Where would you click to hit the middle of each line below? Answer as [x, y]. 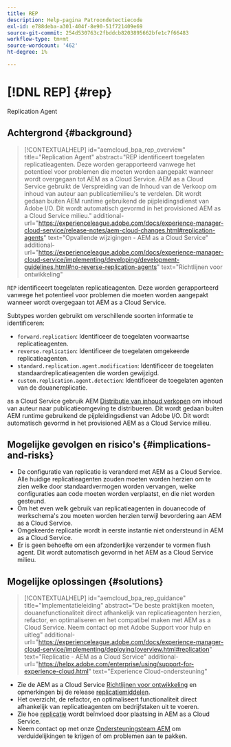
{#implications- [177, 445]
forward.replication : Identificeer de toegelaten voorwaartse [103, 336]
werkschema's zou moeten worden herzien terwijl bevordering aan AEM [119, 516]
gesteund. [31, 501]
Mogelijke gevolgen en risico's [74, 445]
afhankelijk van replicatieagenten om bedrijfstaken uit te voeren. [108, 707]
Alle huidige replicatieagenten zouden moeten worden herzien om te [114, 479]
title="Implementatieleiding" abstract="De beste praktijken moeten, [119, 606]
